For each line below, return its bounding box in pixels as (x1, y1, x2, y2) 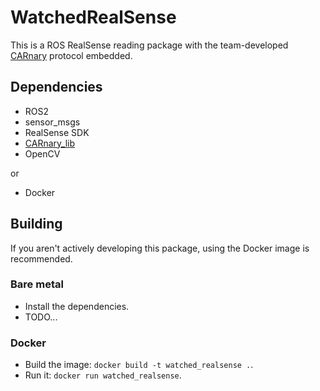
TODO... (24, 311, 58, 323)
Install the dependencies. (24, 300, 130, 312)
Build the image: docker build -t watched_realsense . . (24, 359, 254, 371)
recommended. (10, 252, 73, 265)
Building (10, 216, 63, 233)
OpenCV (24, 147, 61, 160)
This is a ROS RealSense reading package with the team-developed (10, 39, 289, 51)
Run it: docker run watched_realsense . (24, 369, 182, 381)
